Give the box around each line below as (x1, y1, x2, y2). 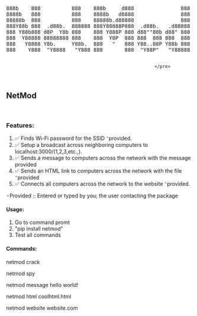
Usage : (6, 206, 25, 213)
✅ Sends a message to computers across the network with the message (14, 154, 191, 162)
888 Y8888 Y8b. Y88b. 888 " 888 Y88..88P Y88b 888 (6, 41, 190, 47)
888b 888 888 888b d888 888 (6, 5, 190, 11)
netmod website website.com (6, 304, 78, 311)
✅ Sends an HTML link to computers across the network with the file (14, 167, 182, 174)
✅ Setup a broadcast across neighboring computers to (14, 142, 148, 149)
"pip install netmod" (14, 225, 63, 232)
